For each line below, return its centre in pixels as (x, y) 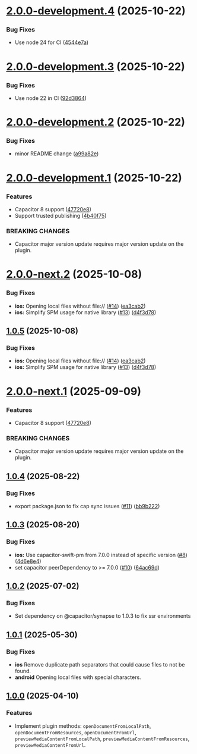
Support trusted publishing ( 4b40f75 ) (61, 215)
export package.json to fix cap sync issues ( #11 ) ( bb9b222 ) (87, 506)
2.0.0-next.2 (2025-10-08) (74, 274)
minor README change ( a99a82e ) (57, 154)
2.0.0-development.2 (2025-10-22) (96, 122)
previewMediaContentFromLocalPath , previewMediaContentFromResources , (102, 739)
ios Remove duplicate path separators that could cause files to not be (100, 664)
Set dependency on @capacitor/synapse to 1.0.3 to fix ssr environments (103, 616)
